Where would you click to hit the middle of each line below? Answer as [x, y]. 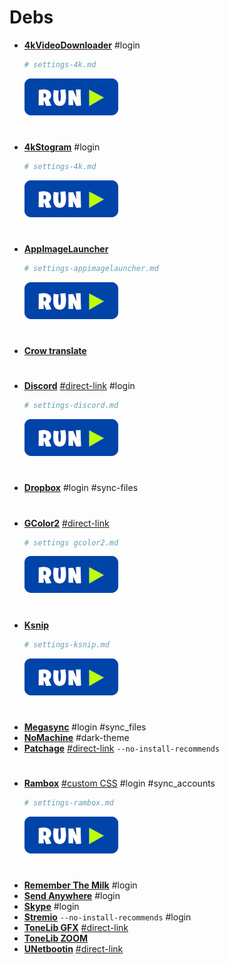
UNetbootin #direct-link [73, 948]
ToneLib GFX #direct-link [76, 927]
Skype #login [51, 906]
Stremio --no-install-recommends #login [107, 917]
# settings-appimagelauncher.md [91, 269]
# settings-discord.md [71, 406]
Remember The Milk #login [80, 885]
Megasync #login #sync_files [85, 727]
